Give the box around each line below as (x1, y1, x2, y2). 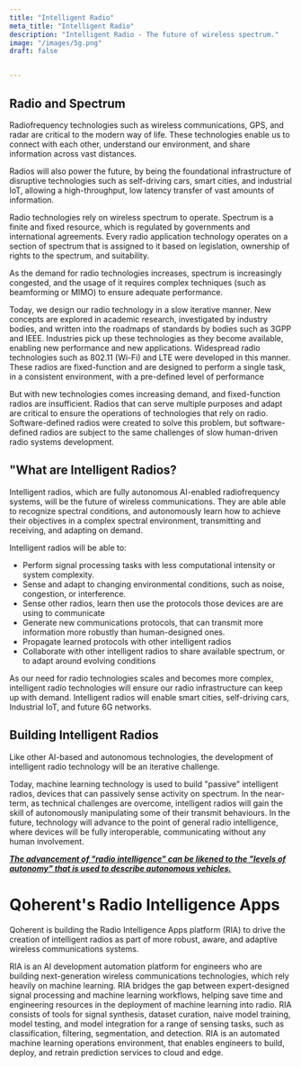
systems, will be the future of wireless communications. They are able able (9, 496, 287, 507)
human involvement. (9, 836, 84, 846)
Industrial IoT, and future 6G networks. (9, 701, 153, 712)
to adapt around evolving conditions (22, 655, 156, 666)
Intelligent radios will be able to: (9, 542, 128, 553)
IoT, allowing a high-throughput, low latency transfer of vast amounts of (9, 185, 275, 195)
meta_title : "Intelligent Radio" (9, 22, 135, 31)
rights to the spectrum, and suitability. (9, 249, 150, 261)
